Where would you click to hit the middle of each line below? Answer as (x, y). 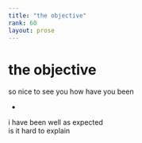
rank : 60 (23, 23)
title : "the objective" (48, 15)
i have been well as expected (56, 122)
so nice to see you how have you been (71, 91)
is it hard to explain (39, 131)
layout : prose (32, 30)
